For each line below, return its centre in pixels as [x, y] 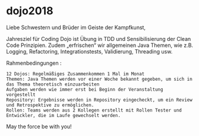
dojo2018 [30, 11]
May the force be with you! [39, 126]
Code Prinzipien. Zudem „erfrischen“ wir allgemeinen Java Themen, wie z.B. [100, 45]
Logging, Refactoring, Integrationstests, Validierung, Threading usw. [89, 51]
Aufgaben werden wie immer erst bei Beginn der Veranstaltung [85, 89]
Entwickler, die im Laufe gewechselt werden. [63, 115]
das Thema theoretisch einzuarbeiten [53, 84]
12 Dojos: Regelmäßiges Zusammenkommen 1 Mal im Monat [75, 74]
